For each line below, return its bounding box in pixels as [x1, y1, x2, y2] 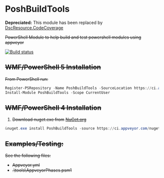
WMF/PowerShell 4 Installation [5, 104, 102, 112]
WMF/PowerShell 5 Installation [5, 63, 101, 71]
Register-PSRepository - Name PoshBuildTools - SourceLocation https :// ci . [5, 86, 159, 90]
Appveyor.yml [12, 162, 40, 168]
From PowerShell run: [5, 76, 49, 82]
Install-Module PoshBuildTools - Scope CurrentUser [5, 90, 110, 95]
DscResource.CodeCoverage [5, 24, 63, 30]
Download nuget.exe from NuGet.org [12, 116, 87, 123]
